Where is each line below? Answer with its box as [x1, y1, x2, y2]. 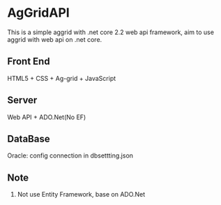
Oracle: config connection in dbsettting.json [7, 151, 134, 160]
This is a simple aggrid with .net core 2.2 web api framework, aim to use [7, 28, 215, 36]
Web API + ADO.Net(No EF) [7, 113, 86, 121]
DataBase [7, 132, 50, 144]
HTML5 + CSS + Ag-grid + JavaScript [7, 74, 116, 82]
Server [7, 94, 38, 106]
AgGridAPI [7, 5, 70, 21]
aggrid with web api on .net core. [7, 35, 102, 43]
